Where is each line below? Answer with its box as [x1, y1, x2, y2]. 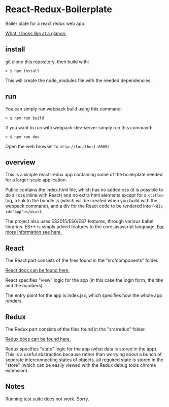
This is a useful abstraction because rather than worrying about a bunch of [5, 351, 162, 357]
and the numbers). [5, 283, 44, 289]
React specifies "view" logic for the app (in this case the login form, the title [5, 277, 163, 283]
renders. [5, 298, 23, 304]
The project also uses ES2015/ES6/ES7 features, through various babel [5, 218, 154, 225]
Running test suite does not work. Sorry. [5, 396, 90, 402]
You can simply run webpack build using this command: [5, 105, 122, 112]
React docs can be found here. [5, 267, 70, 274]
